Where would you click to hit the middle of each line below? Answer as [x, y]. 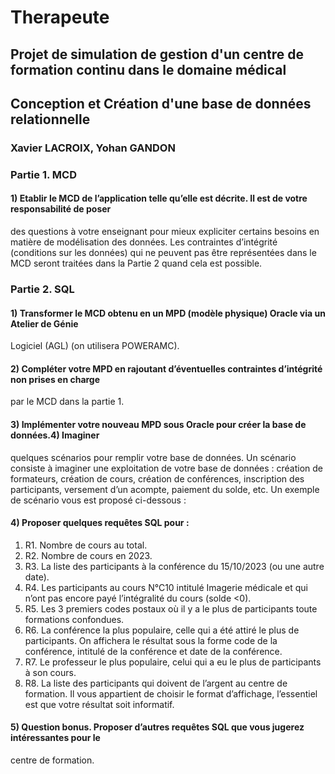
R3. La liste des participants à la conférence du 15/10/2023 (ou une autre [174, 566]
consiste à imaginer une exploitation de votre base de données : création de [167, 468]
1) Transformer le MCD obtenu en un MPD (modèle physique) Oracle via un [168, 313]
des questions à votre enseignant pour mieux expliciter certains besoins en [165, 232]
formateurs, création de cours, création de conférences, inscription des [157, 478]
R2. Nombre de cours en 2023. [88, 555]
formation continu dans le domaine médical [148, 69]
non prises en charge [55, 379]
